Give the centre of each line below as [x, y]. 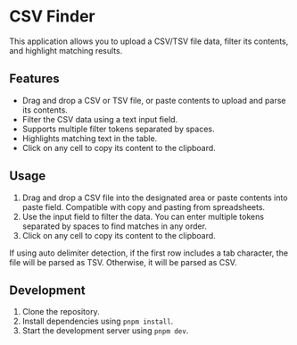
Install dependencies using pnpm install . [98, 321]
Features [34, 79]
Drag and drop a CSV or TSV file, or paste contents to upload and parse [154, 100]
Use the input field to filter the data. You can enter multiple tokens [143, 216]
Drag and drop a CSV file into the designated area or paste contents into [155, 198]
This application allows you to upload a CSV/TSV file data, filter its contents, [149, 41]
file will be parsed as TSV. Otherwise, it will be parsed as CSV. [123, 262]
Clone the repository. [61, 312]
